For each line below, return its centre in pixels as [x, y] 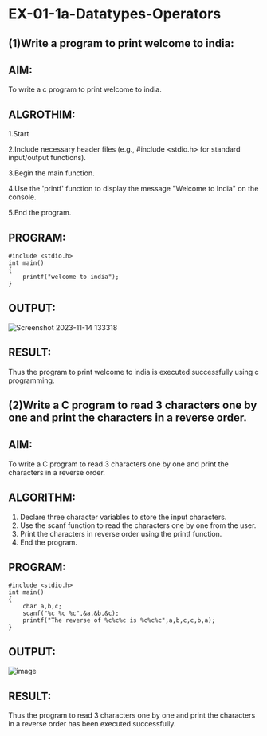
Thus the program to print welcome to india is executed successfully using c [133, 372]
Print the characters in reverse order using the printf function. [121, 533]
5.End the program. [40, 213]
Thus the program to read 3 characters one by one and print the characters [132, 715]
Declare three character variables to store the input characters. [123, 517]
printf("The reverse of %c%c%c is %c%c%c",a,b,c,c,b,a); [119, 620]
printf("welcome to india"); [71, 277]
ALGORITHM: [42, 498]
